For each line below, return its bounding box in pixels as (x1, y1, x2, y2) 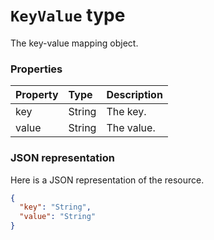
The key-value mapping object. (10, 37, 139, 49)
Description (106, 88, 163, 102)
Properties (10, 62, 63, 76)
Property (15, 88, 59, 102)
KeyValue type (10, 4, 126, 27)
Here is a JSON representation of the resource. (10, 174, 205, 186)
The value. (106, 121, 156, 135)
